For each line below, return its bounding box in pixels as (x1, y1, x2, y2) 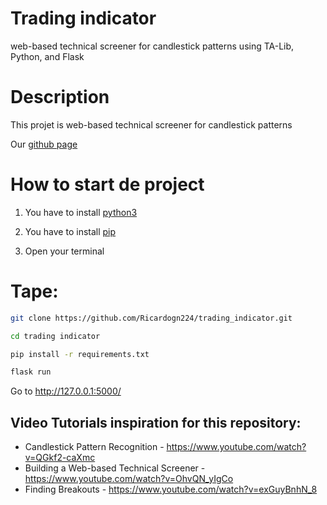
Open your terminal (24, 245, 105, 257)
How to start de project (10, 173, 205, 196)
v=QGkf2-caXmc (24, 452, 96, 464)
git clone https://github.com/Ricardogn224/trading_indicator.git (10, 313, 293, 323)
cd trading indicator (10, 331, 101, 341)
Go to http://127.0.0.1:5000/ (10, 385, 122, 397)
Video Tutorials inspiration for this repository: (10, 414, 302, 431)
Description (10, 86, 110, 109)
